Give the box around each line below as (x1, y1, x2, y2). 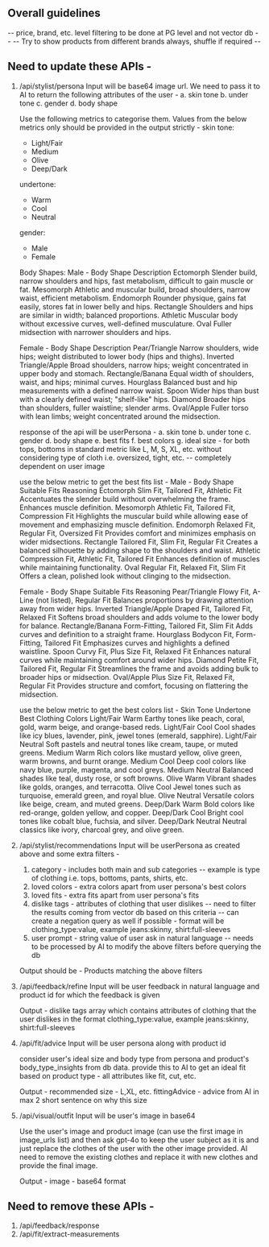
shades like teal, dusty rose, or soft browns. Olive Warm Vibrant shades (19, 773, 257, 783)
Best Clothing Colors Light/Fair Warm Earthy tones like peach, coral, (19, 713, 245, 723)
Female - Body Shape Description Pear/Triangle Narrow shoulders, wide (19, 342, 259, 353)
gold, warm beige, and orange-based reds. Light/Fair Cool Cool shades (19, 722, 256, 731)
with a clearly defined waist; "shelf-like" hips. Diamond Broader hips (19, 394, 246, 404)
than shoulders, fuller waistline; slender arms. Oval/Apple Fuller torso (19, 403, 249, 412)
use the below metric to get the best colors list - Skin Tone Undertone (19, 705, 251, 715)
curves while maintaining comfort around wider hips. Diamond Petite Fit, (19, 655, 259, 665)
